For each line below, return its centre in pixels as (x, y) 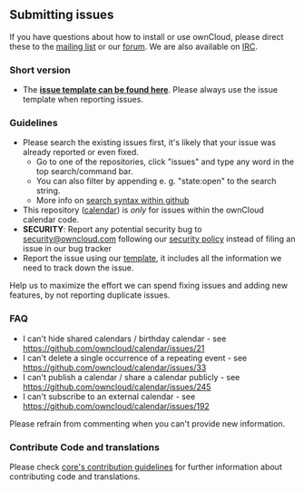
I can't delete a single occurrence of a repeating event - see (135, 358)
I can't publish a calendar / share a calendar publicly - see (131, 377)
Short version (40, 70)
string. (48, 191)
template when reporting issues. (83, 100)
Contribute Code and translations (85, 447)
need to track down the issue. (78, 268)
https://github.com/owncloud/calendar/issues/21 (113, 348)
